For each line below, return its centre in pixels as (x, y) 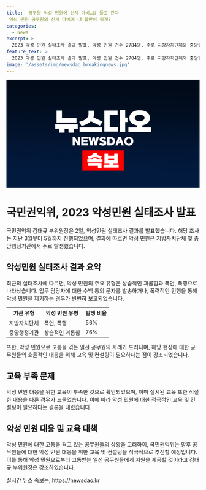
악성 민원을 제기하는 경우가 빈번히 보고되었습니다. (65, 298)
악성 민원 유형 (62, 313)
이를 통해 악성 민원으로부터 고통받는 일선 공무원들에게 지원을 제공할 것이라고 (97, 460)
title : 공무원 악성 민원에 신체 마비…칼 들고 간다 (63, 13)
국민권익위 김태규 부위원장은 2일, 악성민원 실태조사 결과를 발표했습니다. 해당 (97, 231)
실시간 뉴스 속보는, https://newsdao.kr (53, 480)
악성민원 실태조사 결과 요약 (54, 267)
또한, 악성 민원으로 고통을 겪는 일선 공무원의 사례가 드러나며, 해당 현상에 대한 (98, 347)
